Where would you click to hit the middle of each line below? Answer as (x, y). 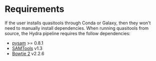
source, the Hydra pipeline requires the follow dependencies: (67, 33)
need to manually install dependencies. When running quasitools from (77, 28)
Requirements (34, 9)
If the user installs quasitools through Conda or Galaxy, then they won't (78, 23)
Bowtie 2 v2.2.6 (28, 54)
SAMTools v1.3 (27, 48)
